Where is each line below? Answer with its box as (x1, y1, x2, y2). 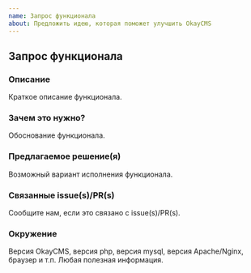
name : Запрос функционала (8, 11, 96, 20)
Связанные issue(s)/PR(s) (8, 190, 115, 201)
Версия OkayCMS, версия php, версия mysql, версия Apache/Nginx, (8, 246, 245, 256)
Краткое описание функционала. (8, 92, 123, 102)
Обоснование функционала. (8, 130, 105, 140)
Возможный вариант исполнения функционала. (8, 169, 173, 179)
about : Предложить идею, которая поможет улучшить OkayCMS (8, 19, 212, 28)
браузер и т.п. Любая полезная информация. (8, 255, 164, 265)
